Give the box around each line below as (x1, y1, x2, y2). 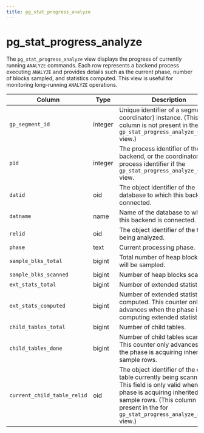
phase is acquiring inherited (119, 388, 199, 397)
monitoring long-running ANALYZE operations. (6, 81, 118, 88)
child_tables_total (9, 323, 66, 330)
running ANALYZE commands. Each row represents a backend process (6, 61, 179, 69)
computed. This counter (119, 298, 188, 306)
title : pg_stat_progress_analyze (6, 9, 91, 15)
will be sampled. (119, 261, 166, 269)
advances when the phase (119, 305, 194, 313)
